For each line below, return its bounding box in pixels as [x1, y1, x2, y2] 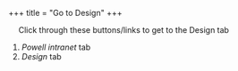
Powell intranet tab [21, 42, 91, 52]
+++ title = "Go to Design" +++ [8, 8, 123, 18]
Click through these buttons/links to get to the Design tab [18, 25, 230, 35]
